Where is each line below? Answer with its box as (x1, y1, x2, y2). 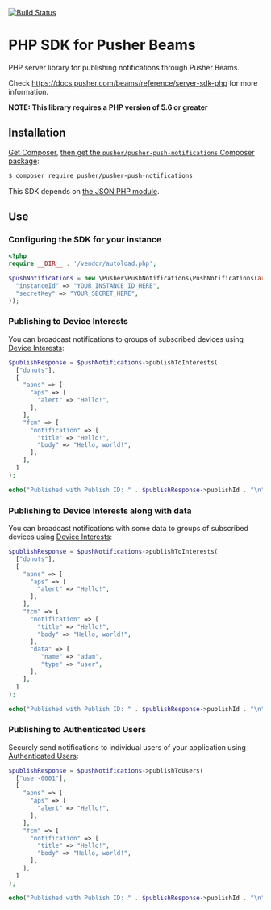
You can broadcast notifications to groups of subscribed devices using (8, 334, 244, 343)
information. (8, 86, 49, 96)
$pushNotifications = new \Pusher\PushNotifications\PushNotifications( (8, 275, 258, 283)
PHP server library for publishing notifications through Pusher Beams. (8, 62, 240, 72)
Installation (8, 126, 66, 140)
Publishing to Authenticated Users (8, 724, 147, 735)
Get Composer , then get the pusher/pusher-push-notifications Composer (8, 147, 256, 157)
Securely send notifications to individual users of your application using (8, 742, 246, 752)
